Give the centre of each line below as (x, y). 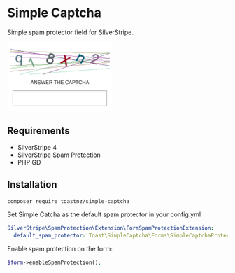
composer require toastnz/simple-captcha (69, 202)
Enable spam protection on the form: (60, 249)
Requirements (38, 131)
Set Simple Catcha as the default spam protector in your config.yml (104, 214)
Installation (32, 184)
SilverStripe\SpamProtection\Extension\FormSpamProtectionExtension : (111, 228)
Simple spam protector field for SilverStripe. (71, 32)
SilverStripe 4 (37, 148)
